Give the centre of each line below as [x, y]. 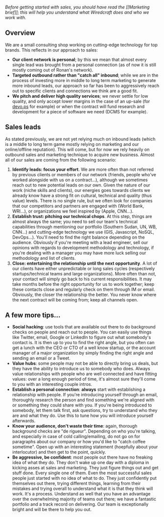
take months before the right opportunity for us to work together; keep [83, 284]
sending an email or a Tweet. [41, 358]
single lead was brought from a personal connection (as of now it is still [84, 65]
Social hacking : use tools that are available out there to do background [84, 327]
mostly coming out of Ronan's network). [53, 70]
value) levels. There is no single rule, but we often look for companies [82, 200]
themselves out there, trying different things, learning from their [76, 484]
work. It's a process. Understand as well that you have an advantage [81, 494]
